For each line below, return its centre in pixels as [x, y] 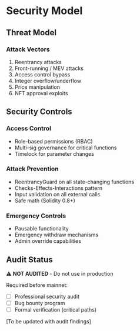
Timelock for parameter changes [54, 153]
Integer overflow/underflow [48, 81]
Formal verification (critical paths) [56, 310]
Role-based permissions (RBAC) [54, 141]
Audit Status [29, 260]
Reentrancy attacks [38, 62]
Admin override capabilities [48, 241]
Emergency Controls [36, 216]
